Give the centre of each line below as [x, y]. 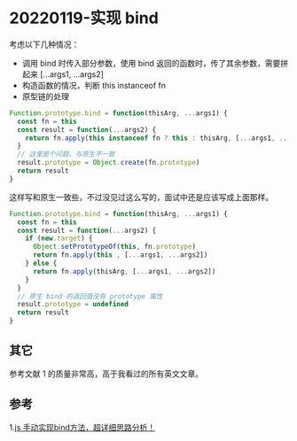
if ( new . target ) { [59, 239]
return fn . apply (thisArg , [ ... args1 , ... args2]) [124, 271]
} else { [41, 263]
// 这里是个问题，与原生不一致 [66, 155]
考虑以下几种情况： [44, 44]
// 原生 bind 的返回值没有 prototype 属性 [90, 296]
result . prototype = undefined [73, 305]
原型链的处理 [45, 96]
